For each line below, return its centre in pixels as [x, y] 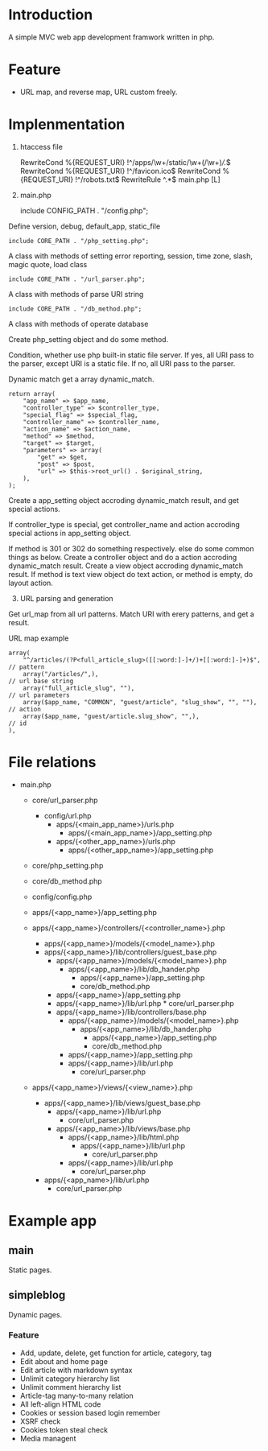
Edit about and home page [64, 1361]
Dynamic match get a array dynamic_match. [81, 379]
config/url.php [68, 815]
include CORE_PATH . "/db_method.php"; [75, 309]
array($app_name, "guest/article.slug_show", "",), [111, 716]
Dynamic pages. [35, 1314]
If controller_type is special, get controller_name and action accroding [124, 524]
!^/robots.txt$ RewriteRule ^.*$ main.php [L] [148, 179]
